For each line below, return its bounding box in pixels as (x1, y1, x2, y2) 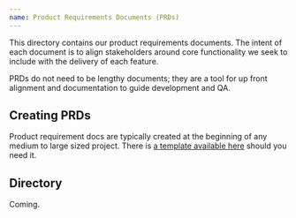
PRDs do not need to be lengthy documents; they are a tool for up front (9, 72, 268, 84)
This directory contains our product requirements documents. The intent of (9, 37, 283, 48)
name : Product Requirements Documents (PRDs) (9, 12, 179, 22)
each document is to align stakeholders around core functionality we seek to (9, 46, 288, 57)
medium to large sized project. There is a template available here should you (9, 140, 287, 151)
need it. (9, 150, 37, 161)
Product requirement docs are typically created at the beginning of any (9, 132, 268, 142)
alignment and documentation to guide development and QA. (9, 82, 231, 93)
